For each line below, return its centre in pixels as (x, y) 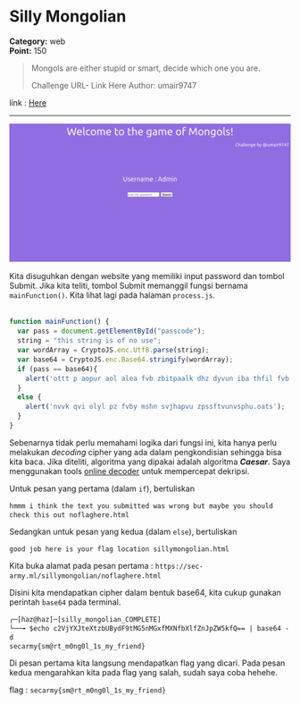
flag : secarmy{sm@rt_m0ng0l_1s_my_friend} (88, 690)
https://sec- (179, 566)
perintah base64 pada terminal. (65, 602)
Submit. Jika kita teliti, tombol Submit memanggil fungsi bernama (129, 285)
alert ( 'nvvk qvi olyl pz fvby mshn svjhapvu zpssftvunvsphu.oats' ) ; (155, 407)
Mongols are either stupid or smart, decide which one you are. (146, 68)
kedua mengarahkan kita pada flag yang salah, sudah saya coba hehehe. (144, 672)
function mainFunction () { (59, 322)
